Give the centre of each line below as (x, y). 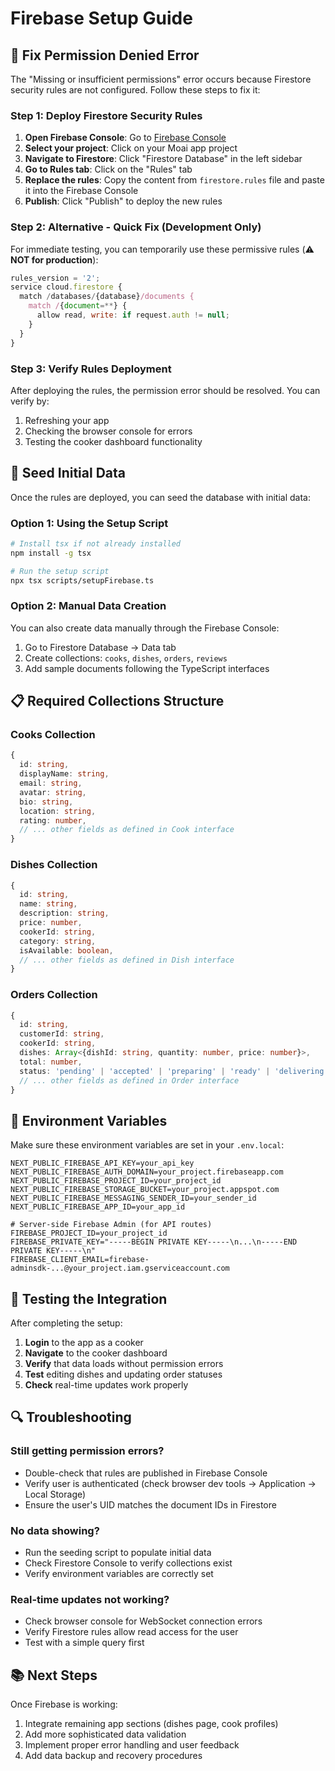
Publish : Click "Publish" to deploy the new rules (123, 201)
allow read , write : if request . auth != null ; (133, 315)
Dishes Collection (54, 865)
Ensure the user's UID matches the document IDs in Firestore (150, 1504)
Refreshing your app (67, 420)
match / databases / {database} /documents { (107, 297)
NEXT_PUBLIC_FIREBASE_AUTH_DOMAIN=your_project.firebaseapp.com (147, 1172)
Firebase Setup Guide (101, 18)
